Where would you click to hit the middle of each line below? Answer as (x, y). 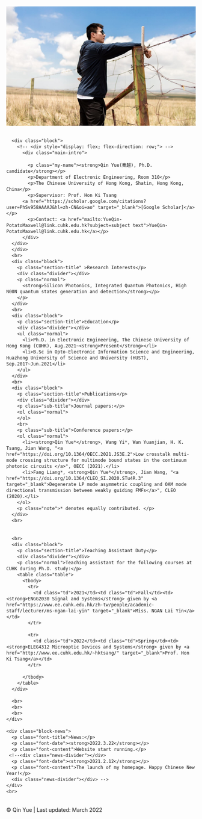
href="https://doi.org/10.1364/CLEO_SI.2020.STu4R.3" (75, 478)
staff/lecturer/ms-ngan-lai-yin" (48, 611)
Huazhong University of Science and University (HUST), (78, 358)
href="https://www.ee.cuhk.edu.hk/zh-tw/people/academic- (80, 605)
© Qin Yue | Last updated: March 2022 (54, 809)
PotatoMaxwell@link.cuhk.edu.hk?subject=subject (68, 225)
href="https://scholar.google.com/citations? (88, 201)
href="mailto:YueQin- (95, 219)
